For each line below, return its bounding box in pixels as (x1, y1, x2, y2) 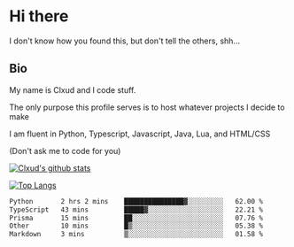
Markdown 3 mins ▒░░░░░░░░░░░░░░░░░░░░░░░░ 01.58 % (9, 230, 264, 239)
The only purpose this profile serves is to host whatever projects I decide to (9, 102, 285, 112)
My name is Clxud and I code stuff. (9, 84, 136, 95)
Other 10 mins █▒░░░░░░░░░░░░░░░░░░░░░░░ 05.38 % (9, 221, 264, 231)
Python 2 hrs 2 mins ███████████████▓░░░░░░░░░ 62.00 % (9, 197, 264, 205)
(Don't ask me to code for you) (9, 145, 121, 156)
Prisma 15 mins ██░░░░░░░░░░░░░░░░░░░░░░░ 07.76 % (9, 213, 264, 222)
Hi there (9, 6, 69, 27)
